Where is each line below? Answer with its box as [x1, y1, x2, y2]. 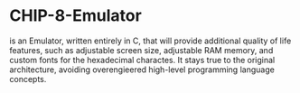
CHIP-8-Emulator [9, 5, 142, 26]
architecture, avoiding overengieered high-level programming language [9, 64, 276, 75]
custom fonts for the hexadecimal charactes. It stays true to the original [9, 54, 276, 65]
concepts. [9, 73, 47, 84]
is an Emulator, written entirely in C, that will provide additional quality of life [9, 35, 292, 46]
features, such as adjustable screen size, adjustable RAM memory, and [9, 44, 274, 55]
